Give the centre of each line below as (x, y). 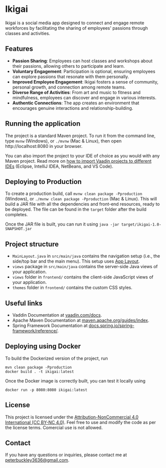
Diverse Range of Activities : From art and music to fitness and (76, 92)
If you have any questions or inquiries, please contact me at (66, 455)
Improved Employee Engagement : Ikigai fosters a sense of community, (85, 82)
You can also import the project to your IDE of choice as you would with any (83, 156)
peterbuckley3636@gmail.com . (37, 460)
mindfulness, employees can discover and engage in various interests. (84, 97)
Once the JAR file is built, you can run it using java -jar (62, 224)
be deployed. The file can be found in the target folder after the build (76, 209)
